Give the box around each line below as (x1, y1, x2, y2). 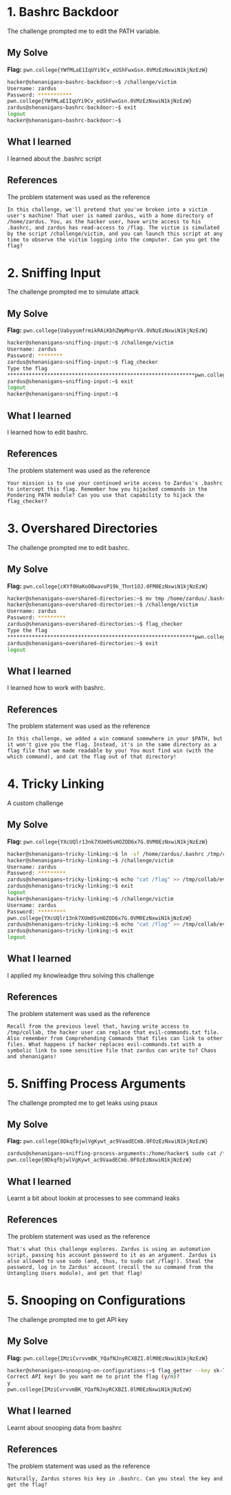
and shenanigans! (7, 1052, 57, 1060)
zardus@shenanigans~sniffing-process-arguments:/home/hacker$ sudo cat (7, 1150, 217, 1157)
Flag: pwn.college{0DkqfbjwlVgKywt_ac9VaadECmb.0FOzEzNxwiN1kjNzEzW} (7, 1137, 208, 1145)
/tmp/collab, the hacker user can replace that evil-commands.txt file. (7, 1028, 220, 1036)
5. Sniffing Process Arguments (7, 1076, 186, 1091)
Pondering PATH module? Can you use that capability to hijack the (7, 491, 205, 498)
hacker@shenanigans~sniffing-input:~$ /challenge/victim (7, 339, 174, 347)
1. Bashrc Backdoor (7, 4, 119, 20)
